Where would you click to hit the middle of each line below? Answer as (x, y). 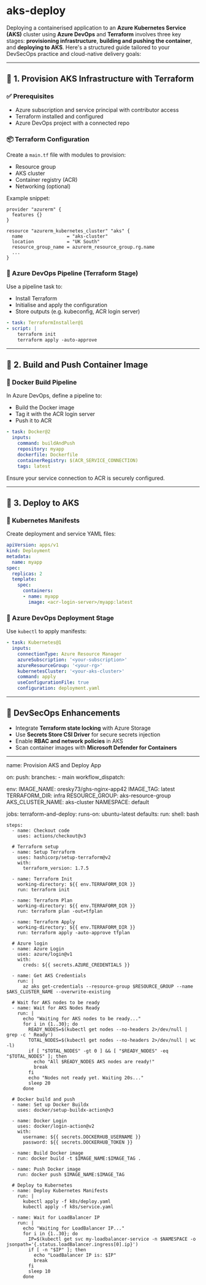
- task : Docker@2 (29, 432)
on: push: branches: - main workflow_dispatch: (66, 777)
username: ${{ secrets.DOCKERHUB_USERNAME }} (82, 1137)
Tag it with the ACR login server (55, 414)
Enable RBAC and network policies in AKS (69, 741)
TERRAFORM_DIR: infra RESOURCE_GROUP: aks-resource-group (89, 795)
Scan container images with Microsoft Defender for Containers (96, 748)
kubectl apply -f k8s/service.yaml (68, 1207)
